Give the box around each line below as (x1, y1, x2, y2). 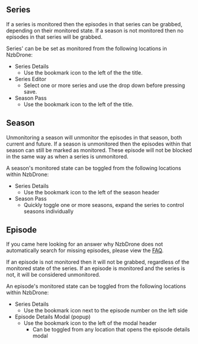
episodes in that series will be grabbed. (6, 33, 103, 41)
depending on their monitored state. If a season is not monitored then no (6, 27, 184, 34)
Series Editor (14, 75, 46, 82)
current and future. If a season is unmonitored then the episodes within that (6, 140, 191, 147)
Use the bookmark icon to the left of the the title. (23, 69, 143, 76)
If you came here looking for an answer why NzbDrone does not (6, 241, 164, 248)
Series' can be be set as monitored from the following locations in (6, 45, 168, 52)
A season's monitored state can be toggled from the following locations (6, 164, 181, 172)
